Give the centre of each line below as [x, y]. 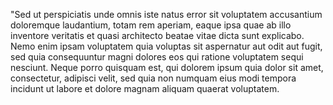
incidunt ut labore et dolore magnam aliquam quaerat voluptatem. [145, 88]
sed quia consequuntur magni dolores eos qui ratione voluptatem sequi [157, 57]
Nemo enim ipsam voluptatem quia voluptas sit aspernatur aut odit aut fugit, [166, 46]
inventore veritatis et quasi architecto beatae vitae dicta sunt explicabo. [157, 35]
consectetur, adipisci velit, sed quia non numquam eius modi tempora [153, 78]
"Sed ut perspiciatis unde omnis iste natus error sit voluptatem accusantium [166, 14]
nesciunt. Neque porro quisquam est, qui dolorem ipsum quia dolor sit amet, [167, 67]
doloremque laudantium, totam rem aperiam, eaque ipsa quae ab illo [151, 25]
